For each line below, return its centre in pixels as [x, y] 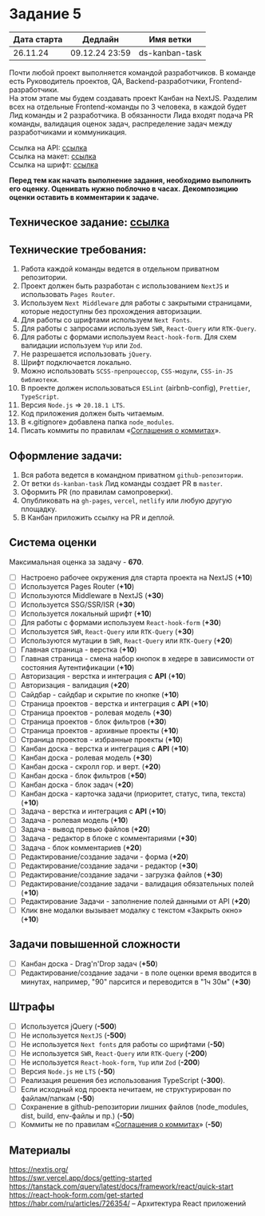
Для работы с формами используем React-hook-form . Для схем [129, 337]
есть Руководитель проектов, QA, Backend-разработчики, [109, 81]
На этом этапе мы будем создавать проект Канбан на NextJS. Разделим [133, 98]
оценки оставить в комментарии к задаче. [84, 197]
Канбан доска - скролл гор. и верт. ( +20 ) [91, 767]
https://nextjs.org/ [39, 1170]
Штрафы [32, 1007]
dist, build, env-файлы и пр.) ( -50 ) [77, 1116]
